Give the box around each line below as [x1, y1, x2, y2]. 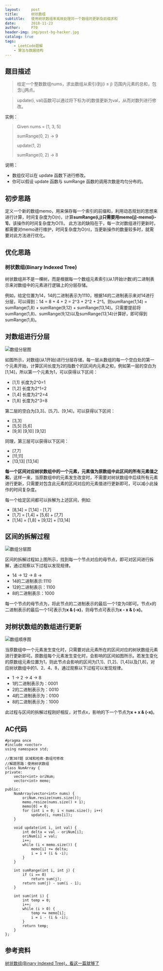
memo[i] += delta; [31, 847, 68, 852]
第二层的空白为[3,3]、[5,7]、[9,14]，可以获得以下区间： [5, 408, 115, 414]
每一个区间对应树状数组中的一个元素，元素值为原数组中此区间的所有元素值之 [5, 468, 158, 474]
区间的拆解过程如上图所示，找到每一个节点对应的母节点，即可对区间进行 [5, 556, 149, 562]
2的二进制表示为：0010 [12, 687, 59, 693]
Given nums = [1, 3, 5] [16, 124, 61, 130]
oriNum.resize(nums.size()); [22, 795, 81, 800]
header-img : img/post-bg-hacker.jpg [5, 30, 79, 35]
